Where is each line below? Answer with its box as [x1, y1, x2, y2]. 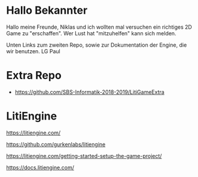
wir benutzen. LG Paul [6, 47, 61, 54]
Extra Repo [6, 69, 62, 83]
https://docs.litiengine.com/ [6, 164, 75, 171]
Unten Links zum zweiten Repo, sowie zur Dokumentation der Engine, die [6, 41, 187, 48]
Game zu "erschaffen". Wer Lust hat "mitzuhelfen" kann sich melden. [6, 29, 176, 36]
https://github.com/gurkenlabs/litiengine [6, 141, 106, 148]
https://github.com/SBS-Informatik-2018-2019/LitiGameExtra [14, 88, 165, 96]
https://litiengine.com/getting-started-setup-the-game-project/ [6, 152, 162, 159]
